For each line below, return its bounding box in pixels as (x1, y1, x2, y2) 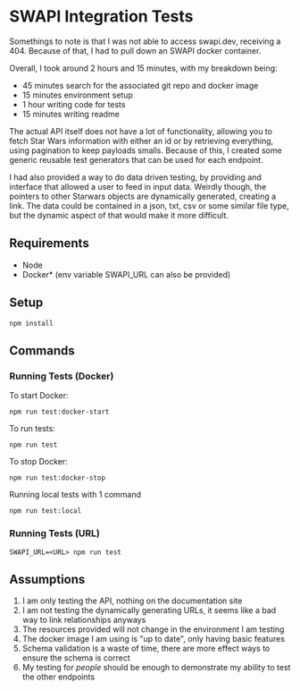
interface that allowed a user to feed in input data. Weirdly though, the (9, 181, 267, 192)
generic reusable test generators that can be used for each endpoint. (9, 154, 263, 165)
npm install (9, 319, 54, 328)
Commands (9, 343, 76, 358)
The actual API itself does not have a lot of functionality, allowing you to (9, 125, 272, 136)
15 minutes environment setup (21, 90, 134, 100)
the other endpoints (21, 671, 96, 682)
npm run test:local (9, 507, 82, 516)
